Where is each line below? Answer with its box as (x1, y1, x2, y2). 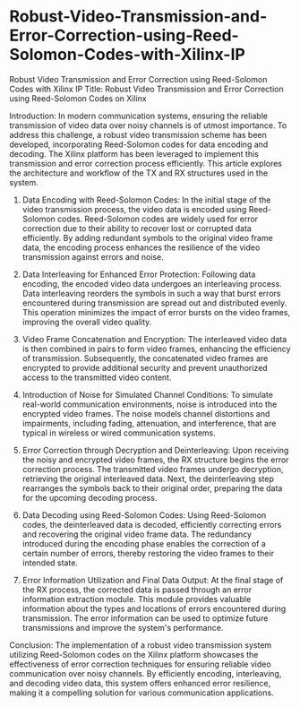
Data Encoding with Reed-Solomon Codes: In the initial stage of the (21, 194, 271, 205)
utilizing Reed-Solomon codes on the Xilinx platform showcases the (9, 649, 259, 660)
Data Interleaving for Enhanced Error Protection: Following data (21, 269, 256, 280)
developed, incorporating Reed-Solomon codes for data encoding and (9, 139, 269, 150)
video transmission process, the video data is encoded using (21, 203, 247, 214)
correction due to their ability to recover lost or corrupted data (21, 222, 253, 234)
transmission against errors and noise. (21, 251, 164, 262)
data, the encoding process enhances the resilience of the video (21, 242, 261, 253)
